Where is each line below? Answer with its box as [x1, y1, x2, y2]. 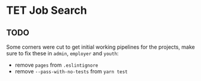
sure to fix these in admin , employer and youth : [6, 50, 119, 57]
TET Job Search [6, 4, 88, 17]
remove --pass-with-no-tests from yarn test [14, 68, 128, 75]
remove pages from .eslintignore [14, 61, 98, 68]
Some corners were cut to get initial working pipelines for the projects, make [6, 43, 195, 50]
